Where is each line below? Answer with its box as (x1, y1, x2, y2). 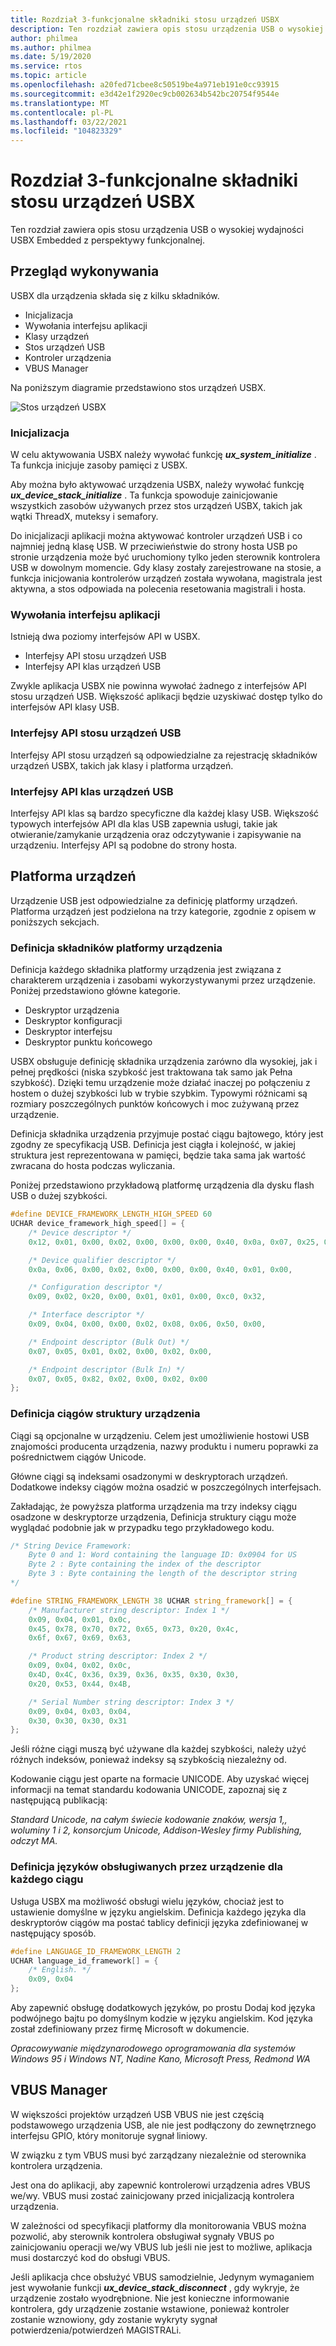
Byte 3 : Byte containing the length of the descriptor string (28, 1569, 298, 1579)
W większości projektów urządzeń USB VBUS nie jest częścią (10, 2108, 265, 2120)
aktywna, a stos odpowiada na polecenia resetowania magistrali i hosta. (10, 583, 307, 595)
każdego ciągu (10, 1872, 84, 1886)
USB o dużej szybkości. (10, 1190, 108, 1202)
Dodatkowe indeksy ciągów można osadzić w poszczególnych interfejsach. (10, 1481, 322, 1493)
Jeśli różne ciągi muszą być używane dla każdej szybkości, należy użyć (10, 1743, 307, 1755)
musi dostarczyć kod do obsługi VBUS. (10, 2251, 171, 2263)
